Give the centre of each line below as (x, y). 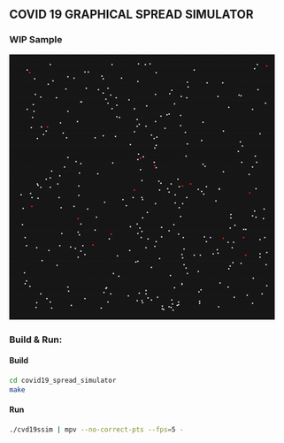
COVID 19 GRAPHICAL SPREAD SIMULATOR (131, 15)
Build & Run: (36, 340)
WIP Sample (36, 40)
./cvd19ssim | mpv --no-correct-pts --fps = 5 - (96, 429)
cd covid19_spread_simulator (63, 380)
